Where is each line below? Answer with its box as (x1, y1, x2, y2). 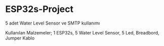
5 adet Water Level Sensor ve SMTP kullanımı (5, 20, 100, 26)
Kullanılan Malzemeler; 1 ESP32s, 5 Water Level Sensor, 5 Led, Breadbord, (5, 29, 159, 35)
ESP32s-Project (5, 3, 74, 15)
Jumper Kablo (5, 35, 35, 41)
